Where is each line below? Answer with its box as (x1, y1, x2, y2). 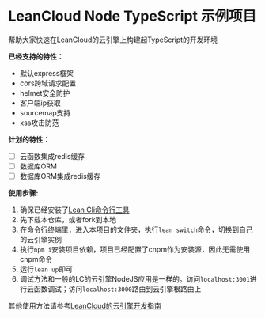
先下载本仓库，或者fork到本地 (19, 215, 117, 225)
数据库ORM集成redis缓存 (19, 172, 101, 181)
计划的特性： (8, 134, 50, 144)
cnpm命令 (19, 255, 53, 264)
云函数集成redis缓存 (19, 151, 85, 161)
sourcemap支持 (19, 108, 71, 117)
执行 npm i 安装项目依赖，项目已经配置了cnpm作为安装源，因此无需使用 (19, 244, 251, 254)
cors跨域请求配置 (19, 78, 77, 88)
